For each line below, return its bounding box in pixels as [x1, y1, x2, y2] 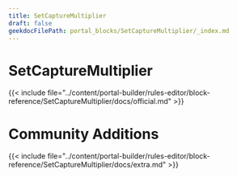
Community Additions [8, 125, 159, 143]
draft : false [8, 19, 53, 27]
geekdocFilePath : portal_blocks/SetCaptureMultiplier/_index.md [8, 27, 230, 35]
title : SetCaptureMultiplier [8, 11, 107, 20]
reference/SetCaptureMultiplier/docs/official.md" [8, 97, 172, 106]
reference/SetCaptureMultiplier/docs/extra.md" [8, 160, 167, 170]
